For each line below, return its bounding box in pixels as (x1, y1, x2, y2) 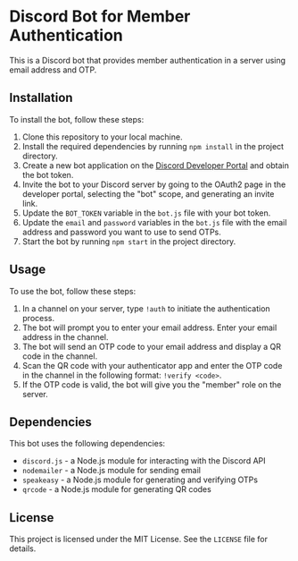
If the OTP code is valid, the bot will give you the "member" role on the (21, 378, 282, 390)
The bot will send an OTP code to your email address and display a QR (21, 341, 282, 352)
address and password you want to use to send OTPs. (21, 226, 221, 237)
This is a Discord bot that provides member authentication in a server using (9, 55, 286, 65)
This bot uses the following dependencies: (9, 438, 166, 449)
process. (21, 312, 55, 323)
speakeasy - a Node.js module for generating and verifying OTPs (21, 474, 259, 485)
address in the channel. (21, 331, 109, 342)
